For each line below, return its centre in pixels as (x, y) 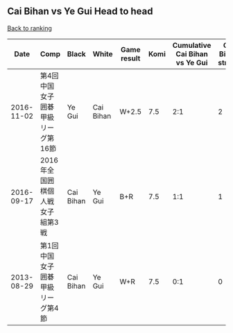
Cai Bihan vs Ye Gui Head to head (80, 11)
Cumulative (192, 45)
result (130, 58)
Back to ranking (29, 28)
